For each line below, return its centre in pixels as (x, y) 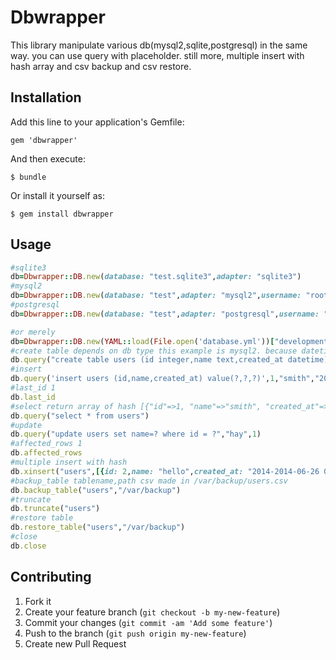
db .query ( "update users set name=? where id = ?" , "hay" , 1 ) (136, 434)
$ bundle (28, 177)
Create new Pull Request (75, 643)
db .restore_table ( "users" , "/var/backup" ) (98, 527)
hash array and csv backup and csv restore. (101, 66)
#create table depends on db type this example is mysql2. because (154, 351)
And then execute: (48, 158)
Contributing (51, 577)
